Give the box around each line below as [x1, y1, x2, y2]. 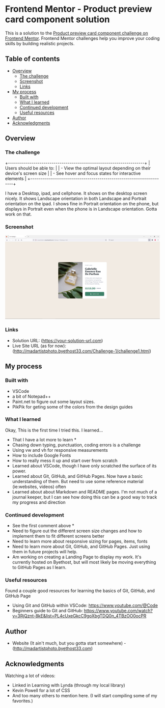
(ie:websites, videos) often [12, 484, 66, 490]
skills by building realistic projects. [5, 40, 75, 46]
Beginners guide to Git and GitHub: [12, 608, 83, 614]
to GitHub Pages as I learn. [12, 565, 67, 571]
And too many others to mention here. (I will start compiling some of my [12, 693, 158, 699]
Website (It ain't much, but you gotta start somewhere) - [12, 640, 126, 646]
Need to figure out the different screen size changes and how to [12, 528, 142, 534]
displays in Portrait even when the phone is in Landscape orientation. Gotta [5, 206, 157, 212]
